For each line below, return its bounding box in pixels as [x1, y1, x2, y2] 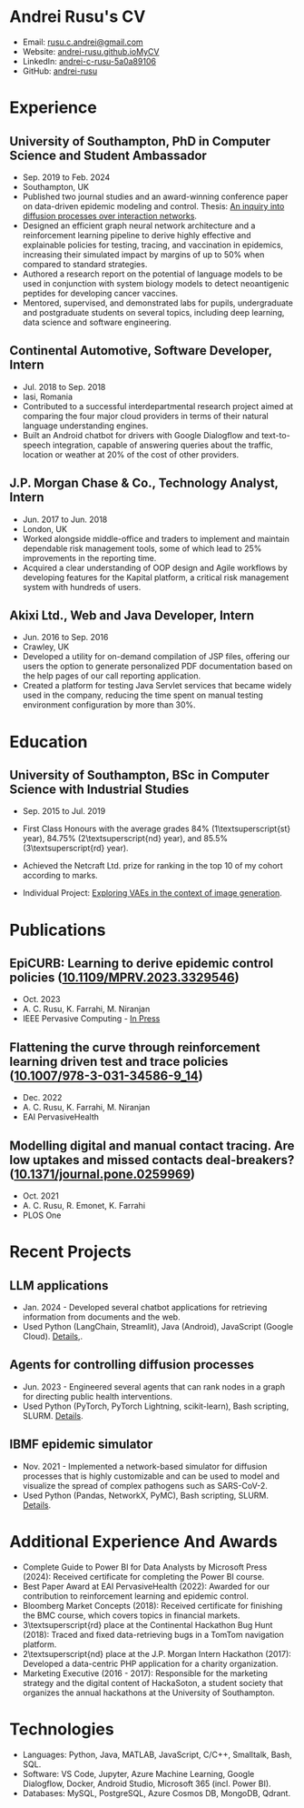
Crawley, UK [22, 641, 70, 652]
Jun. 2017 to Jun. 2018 [22, 514, 108, 525]
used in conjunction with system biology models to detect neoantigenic [22, 277, 289, 288]
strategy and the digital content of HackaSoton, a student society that [22, 1677, 283, 1688]
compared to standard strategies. [22, 258, 148, 269]
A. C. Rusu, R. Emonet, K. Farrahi [22, 1200, 146, 1210]
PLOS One [22, 1210, 62, 1220]
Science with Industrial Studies [9, 781, 190, 797]
